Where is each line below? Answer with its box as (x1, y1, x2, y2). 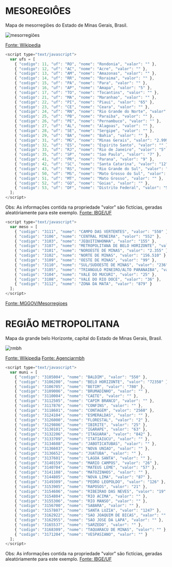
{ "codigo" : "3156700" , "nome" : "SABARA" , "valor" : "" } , (14, 503, 141, 509)
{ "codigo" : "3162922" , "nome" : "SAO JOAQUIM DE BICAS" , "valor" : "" (14, 513, 166, 518)
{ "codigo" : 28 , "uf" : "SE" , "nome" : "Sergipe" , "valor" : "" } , (14, 128, 155, 133)
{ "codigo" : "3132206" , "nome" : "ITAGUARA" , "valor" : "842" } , (14, 432, 153, 437)
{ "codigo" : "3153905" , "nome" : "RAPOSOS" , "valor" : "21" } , (14, 484, 148, 489)
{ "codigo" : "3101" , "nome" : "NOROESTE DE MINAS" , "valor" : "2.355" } (14, 248, 168, 253)
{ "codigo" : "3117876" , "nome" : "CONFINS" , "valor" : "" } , (14, 403, 143, 408)
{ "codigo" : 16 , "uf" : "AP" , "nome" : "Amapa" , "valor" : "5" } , (14, 85, 153, 91)
